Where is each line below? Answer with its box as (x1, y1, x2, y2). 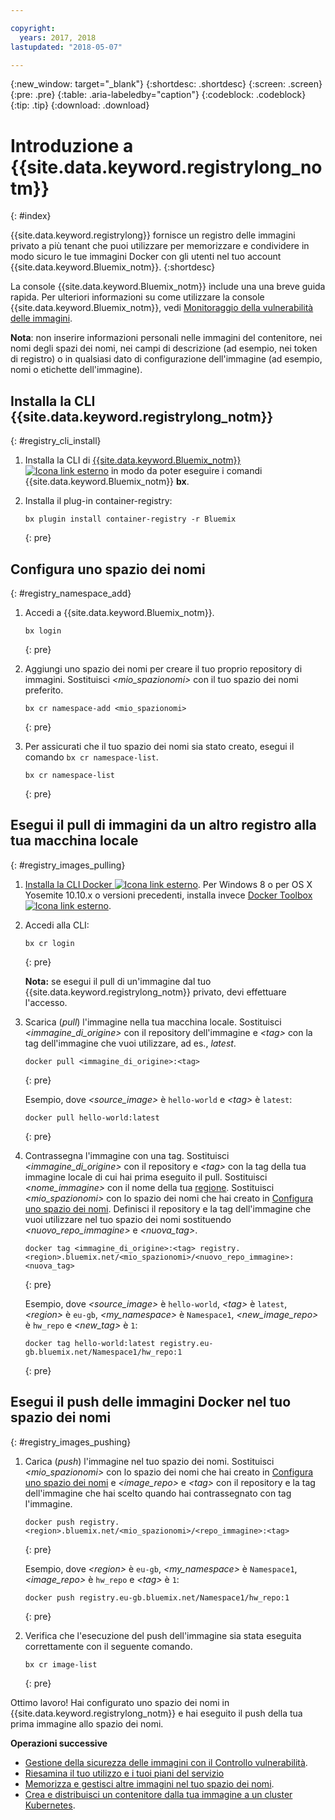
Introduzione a (10, 134, 134, 157)
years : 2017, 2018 (19, 32, 97, 43)
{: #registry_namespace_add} (10, 587, 132, 599)
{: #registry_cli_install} (10, 435, 102, 447)
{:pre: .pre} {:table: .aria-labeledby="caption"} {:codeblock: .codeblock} (10, 89, 307, 101)
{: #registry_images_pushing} (10, 1436, 132, 1448)
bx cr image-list (24, 1659, 98, 1670)
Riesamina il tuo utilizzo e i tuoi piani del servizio (24, 1767, 225, 1779)
